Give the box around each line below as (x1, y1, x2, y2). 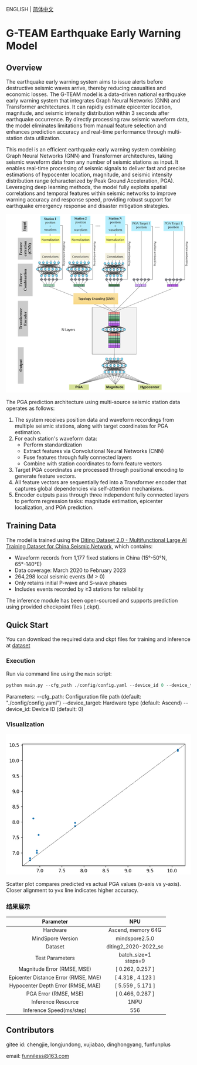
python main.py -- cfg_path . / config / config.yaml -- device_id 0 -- (6, 682, 172, 688)
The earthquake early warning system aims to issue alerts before (6, 78, 163, 85)
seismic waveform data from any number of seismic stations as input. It (6, 158, 179, 166)
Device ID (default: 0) (32, 705, 84, 712)
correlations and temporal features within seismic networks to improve (6, 190, 177, 197)
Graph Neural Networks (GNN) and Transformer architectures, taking (6, 153, 173, 159)
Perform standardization (23, 441, 82, 448)
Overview (6, 62, 43, 72)
